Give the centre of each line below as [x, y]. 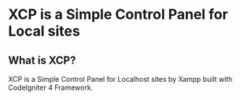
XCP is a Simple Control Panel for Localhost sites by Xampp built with [120, 79]
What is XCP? [42, 60]
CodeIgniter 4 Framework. [51, 87]
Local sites [44, 31]
